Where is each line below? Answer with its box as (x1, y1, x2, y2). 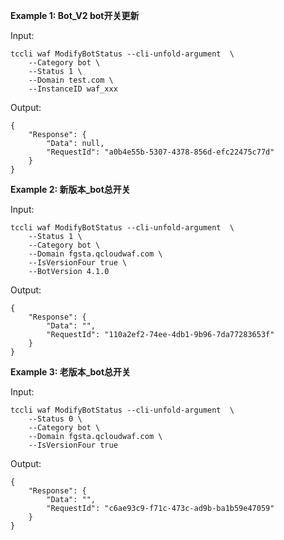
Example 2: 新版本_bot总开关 (10, 184, 131, 195)
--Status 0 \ (28, 414, 83, 424)
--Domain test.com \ (28, 75, 114, 85)
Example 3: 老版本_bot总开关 (10, 366, 132, 378)
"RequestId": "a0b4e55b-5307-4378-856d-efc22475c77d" (46, 147, 275, 157)
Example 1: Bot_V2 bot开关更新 (10, 10, 140, 21)
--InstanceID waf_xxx (28, 84, 118, 94)
